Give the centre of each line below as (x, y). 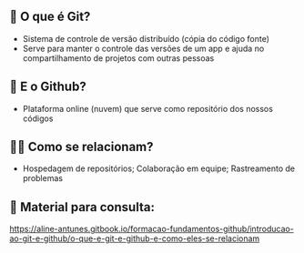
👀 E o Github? (48, 87)
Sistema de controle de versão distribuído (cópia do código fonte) (146, 38)
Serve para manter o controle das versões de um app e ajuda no (143, 48)
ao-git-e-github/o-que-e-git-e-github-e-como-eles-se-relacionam (135, 238)
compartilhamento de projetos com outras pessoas (118, 58)
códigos (38, 118)
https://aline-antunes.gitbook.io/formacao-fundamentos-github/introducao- (152, 229)
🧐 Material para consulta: (82, 207)
